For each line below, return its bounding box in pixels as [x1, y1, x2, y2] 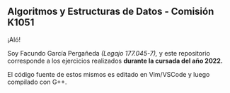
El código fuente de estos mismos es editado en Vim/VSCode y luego [7, 70, 210, 78]
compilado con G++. [7, 77, 67, 86]
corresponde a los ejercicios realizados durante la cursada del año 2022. [7, 56, 223, 65]
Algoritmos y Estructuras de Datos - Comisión [7, 6, 214, 18]
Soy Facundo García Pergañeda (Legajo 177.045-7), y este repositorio [7, 49, 210, 57]
